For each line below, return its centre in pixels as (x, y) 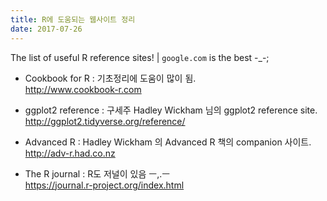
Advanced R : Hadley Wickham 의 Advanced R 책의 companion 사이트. (168, 142)
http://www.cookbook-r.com (83, 89)
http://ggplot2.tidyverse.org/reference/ (105, 121)
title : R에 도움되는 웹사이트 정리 (73, 19)
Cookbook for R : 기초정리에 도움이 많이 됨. (110, 78)
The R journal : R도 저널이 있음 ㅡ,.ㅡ (97, 173)
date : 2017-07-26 (46, 29)
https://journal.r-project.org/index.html (104, 185)
